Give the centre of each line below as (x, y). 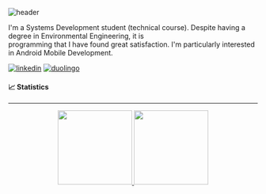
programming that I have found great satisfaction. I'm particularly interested (132, 44)
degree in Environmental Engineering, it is (76, 36)
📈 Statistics (28, 86)
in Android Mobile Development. (61, 53)
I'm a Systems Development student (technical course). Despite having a (127, 27)
